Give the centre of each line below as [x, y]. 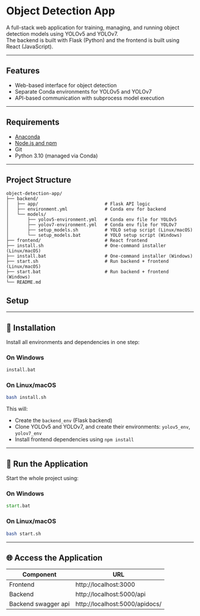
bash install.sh [26, 398]
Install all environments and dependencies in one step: [73, 342]
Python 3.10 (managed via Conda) [56, 156]
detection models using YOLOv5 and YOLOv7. [62, 33]
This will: [17, 409]
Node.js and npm [36, 143]
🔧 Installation [31, 328]
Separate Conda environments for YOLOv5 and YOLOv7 [83, 91]
